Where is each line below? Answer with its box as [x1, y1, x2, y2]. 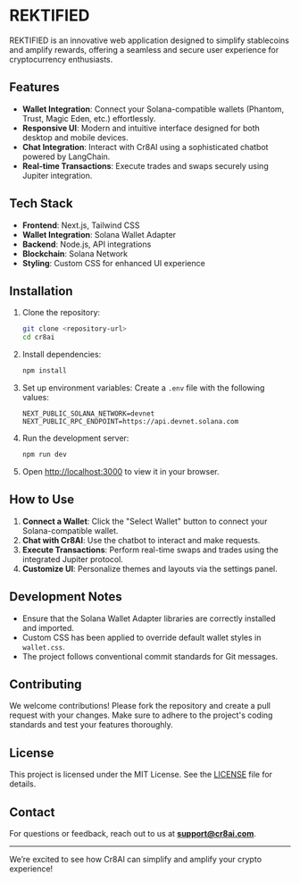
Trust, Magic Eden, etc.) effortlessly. [21, 113, 156, 123]
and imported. [21, 622, 74, 633]
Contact [9, 804, 55, 820]
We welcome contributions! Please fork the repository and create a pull [9, 701, 271, 711]
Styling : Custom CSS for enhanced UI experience [21, 257, 205, 268]
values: [21, 392, 49, 402]
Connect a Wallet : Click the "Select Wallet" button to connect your [21, 516, 268, 526]
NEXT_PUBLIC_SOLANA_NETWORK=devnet [21, 409, 155, 418]
